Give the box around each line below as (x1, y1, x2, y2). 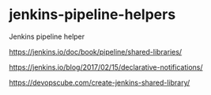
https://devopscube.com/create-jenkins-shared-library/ (9, 78, 190, 87)
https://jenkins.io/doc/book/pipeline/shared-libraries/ (9, 47, 183, 56)
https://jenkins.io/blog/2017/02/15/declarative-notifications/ (9, 62, 203, 72)
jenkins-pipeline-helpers (9, 6, 176, 24)
